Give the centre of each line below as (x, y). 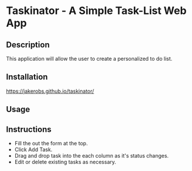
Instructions (29, 129)
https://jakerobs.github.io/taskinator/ (50, 91)
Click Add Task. (33, 149)
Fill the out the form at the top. (51, 144)
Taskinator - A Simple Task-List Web (96, 11)
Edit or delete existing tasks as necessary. (65, 162)
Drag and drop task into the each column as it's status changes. (91, 156)
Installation (27, 77)
